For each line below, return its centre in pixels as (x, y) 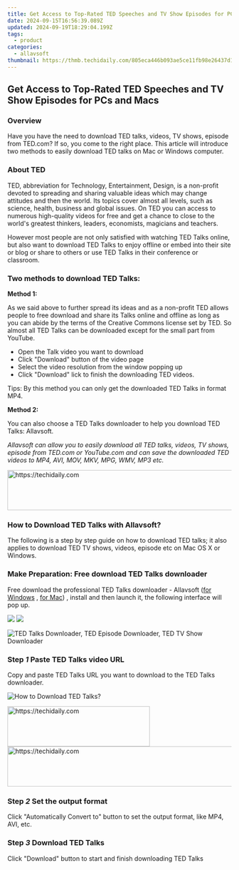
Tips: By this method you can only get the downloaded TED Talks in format (117, 389)
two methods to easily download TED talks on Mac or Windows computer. (116, 151)
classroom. (24, 260)
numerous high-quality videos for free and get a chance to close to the (111, 215)
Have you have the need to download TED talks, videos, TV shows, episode (118, 136)
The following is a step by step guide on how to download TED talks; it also (117, 541)
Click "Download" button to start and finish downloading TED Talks (106, 858)
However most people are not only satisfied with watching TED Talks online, (118, 237)
